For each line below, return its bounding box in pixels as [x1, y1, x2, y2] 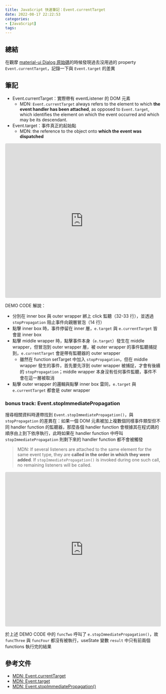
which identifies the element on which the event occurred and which [19, 111, 160, 117]
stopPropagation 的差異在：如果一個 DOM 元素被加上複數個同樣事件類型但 [5, 418, 157, 424]
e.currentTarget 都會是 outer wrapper [12, 387, 90, 393]
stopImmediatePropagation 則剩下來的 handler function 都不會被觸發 [5, 436, 143, 443]
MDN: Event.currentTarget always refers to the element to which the [19, 101, 161, 107]
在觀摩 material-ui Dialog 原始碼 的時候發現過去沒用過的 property [5, 59, 136, 65]
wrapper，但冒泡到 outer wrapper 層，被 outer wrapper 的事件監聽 [12, 344, 149, 350]
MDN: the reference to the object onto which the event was [19, 128, 142, 134]
